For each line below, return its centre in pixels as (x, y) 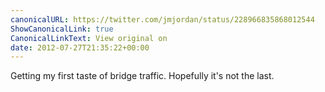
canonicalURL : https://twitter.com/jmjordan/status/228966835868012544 (162, 19)
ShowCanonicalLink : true (62, 29)
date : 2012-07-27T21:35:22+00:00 (80, 47)
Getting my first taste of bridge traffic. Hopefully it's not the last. (142, 76)
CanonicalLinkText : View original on (89, 38)
